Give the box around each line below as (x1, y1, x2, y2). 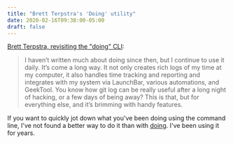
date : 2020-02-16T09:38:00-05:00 (7, 17, 105, 24)
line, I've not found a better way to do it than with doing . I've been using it (7, 122, 220, 130)
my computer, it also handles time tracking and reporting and (24, 71, 201, 79)
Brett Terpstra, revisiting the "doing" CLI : (7, 43, 125, 51)
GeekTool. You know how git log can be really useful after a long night (24, 85, 226, 94)
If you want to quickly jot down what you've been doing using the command (7, 114, 226, 122)
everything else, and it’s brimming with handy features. (24, 101, 183, 109)
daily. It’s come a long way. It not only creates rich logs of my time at (24, 64, 222, 72)
